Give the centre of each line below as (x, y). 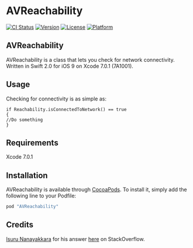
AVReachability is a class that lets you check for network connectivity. (90, 59)
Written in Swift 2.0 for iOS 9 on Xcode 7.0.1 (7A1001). (70, 66)
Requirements (32, 143)
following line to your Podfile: (41, 196)
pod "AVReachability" (32, 207)
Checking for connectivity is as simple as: (56, 99)
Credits (20, 225)
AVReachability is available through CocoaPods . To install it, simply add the (96, 190)
